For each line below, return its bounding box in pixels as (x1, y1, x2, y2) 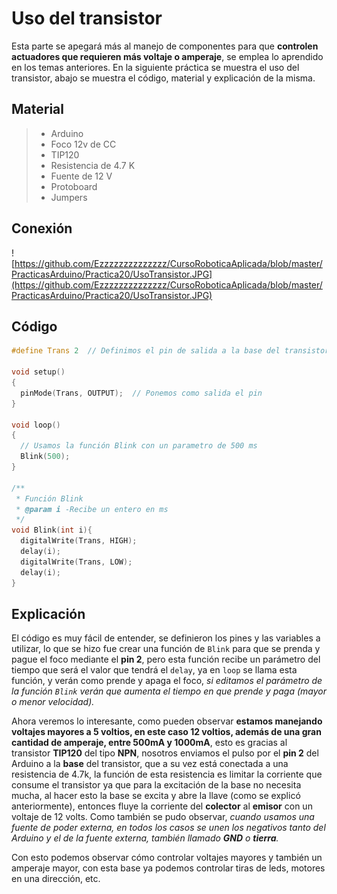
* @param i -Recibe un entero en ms (15, 504, 169, 514)
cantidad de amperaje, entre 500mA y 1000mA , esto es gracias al (11, 737, 288, 749)
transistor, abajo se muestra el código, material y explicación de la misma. (11, 72, 316, 84)
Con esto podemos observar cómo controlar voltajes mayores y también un (11, 852, 323, 864)
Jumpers (50, 191, 88, 203)
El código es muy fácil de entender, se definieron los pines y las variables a (11, 632, 321, 644)
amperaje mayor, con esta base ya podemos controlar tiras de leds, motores (11, 862, 326, 874)
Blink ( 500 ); (20, 452, 71, 462)
